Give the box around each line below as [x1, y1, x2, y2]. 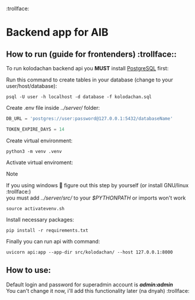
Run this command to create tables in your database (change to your [6, 76, 173, 83]
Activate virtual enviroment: [6, 159, 73, 166]
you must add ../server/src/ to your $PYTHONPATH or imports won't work [6, 194, 186, 201]
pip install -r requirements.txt [6, 227, 89, 233]
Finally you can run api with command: [6, 237, 100, 244]
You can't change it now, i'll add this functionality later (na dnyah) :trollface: [6, 287, 190, 294]
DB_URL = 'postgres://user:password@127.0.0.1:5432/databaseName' [6, 116, 173, 122]
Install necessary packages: [6, 216, 74, 223]
